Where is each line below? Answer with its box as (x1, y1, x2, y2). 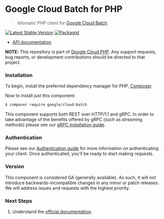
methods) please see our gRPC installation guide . (5, 122, 106, 128)
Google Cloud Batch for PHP (5, 3, 123, 15)
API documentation (12, 39, 52, 45)
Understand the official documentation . (12, 209, 92, 215)
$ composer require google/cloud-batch (5, 102, 87, 107)
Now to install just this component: (5, 93, 76, 99)
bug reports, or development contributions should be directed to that (5, 54, 145, 60)
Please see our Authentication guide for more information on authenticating (5, 146, 159, 151)
